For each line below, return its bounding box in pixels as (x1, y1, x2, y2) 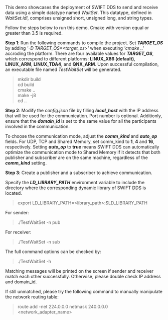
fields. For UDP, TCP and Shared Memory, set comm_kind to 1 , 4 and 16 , (5, 138, 154, 144)
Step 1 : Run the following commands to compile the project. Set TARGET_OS (5, 40, 163, 46)
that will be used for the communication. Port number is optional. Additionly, (5, 113, 162, 119)
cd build (17, 82, 35, 88)
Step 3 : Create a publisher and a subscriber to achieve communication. (5, 170, 152, 176)
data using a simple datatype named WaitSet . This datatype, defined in (5, 10, 152, 16)
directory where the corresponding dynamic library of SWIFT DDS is (5, 185, 146, 191)
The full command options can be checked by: (5, 249, 101, 255)
